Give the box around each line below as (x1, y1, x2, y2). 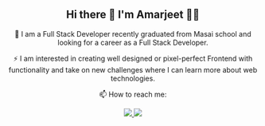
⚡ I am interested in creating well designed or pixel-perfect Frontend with (13, 53, 253, 63)
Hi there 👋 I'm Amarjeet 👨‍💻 (66, 8, 200, 22)
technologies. (110, 73, 156, 83)
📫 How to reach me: (99, 89, 167, 99)
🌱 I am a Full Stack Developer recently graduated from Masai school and (14, 29, 251, 38)
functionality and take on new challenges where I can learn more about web (8, 65, 258, 74)
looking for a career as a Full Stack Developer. (57, 37, 208, 47)
